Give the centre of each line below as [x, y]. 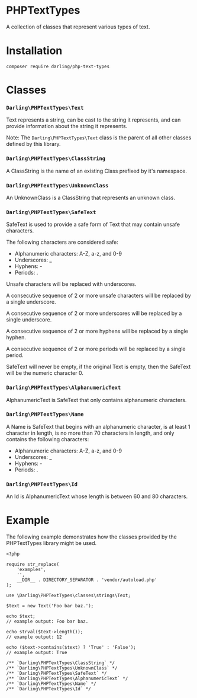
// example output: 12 [34, 637]
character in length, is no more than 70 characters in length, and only [90, 433]
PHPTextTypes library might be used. [51, 543]
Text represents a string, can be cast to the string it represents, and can [93, 120]
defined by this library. [33, 144]
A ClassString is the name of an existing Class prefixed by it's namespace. [97, 171]
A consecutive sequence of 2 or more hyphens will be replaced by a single [97, 331]
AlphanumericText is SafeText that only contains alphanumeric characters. [96, 400]
